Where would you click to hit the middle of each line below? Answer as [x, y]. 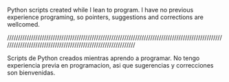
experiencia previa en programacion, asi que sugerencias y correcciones [110, 65]
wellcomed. [23, 24]
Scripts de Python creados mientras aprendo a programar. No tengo [103, 58]
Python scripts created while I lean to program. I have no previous [100, 10]
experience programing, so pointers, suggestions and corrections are [106, 17]
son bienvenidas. [31, 72]
